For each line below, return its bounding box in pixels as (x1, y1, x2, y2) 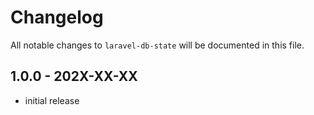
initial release (24, 94, 80, 106)
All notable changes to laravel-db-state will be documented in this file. (10, 39, 305, 51)
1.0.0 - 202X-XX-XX (10, 68, 138, 85)
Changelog (10, 6, 104, 29)
